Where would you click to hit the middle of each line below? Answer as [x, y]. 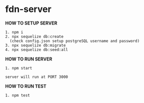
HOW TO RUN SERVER [29, 59]
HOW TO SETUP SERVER [31, 23]
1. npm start [19, 68]
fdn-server [28, 9]
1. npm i [14, 32]
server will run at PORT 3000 [37, 77]
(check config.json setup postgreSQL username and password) [75, 41]
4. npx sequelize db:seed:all [37, 49]
